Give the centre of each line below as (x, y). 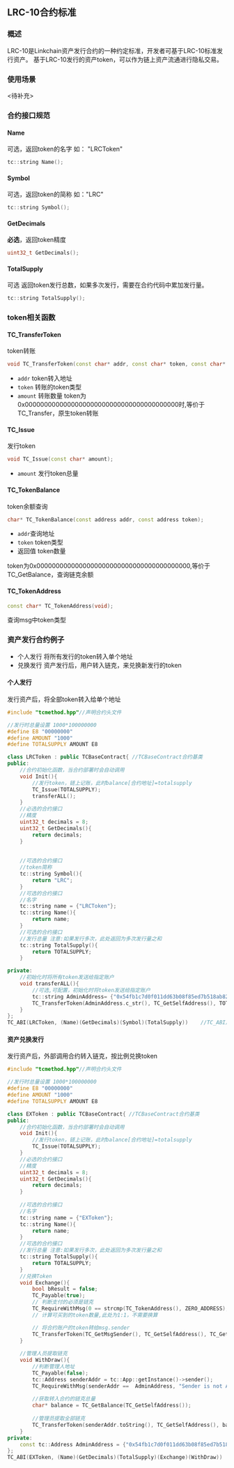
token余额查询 (28, 506)
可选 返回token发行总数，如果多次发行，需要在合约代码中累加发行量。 (108, 285)
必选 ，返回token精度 (37, 240)
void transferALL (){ (49, 984)
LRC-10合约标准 (42, 13)
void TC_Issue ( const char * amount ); (60, 459)
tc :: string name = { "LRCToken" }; (68, 906)
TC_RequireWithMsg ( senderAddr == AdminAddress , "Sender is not (127, 1386)
